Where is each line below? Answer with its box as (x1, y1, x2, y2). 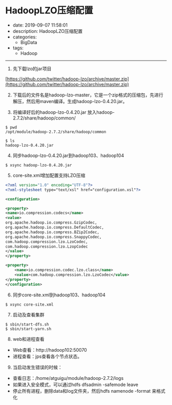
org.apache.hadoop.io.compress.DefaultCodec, (5, 225, 104, 230)
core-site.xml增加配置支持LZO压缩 (12, 172, 85, 178)
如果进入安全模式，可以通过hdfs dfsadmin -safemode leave (12, 381, 139, 388)
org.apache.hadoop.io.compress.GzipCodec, (5, 220, 97, 226)
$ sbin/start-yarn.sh (5, 326, 52, 331)
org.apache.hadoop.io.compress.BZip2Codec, (5, 229, 100, 235)
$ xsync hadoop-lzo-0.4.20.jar (5, 163, 72, 168)
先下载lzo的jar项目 (12, 65, 52, 72)
